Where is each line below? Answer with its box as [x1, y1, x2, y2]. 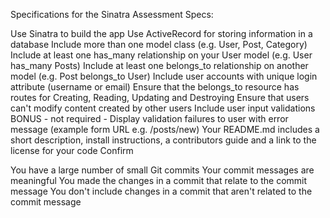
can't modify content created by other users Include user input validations [10, 102, 316, 114]
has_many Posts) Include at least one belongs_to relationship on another [10, 60, 309, 71]
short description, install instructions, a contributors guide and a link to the [10, 134, 317, 146]
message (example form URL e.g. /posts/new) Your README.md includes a [10, 124, 320, 135]
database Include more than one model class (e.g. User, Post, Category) [10, 39, 308, 50]
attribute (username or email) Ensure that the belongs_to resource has [10, 81, 300, 93]
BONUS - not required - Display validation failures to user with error [10, 113, 289, 124]
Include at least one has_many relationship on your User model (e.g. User [10, 49, 313, 61]
